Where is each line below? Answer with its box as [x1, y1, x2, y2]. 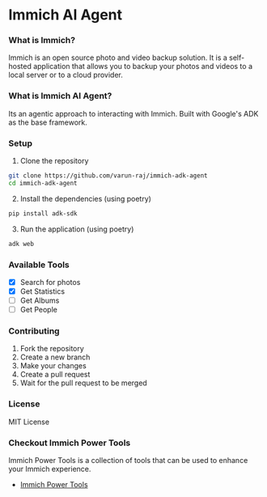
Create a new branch [19, 352, 91, 362]
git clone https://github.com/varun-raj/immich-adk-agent [8, 172, 208, 180]
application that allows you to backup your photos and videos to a [33, 62, 253, 71]
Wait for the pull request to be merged [19, 378, 147, 388]
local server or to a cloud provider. [8, 70, 124, 80]
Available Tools [8, 259, 70, 270]
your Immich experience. [8, 464, 91, 474]
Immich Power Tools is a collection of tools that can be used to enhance [8, 456, 248, 465]
